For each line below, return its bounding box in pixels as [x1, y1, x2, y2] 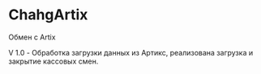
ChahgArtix [8, 6, 88, 24]
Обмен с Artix [8, 32, 56, 42]
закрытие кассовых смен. [8, 56, 99, 66]
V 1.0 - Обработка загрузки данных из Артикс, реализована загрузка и [8, 47, 254, 57]
